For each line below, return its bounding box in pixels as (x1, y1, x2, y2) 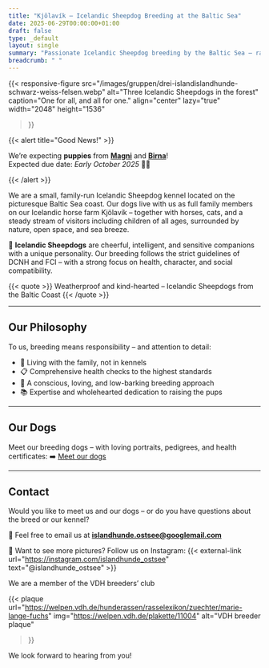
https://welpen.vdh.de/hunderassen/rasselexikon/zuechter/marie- (24, 603, 243, 613)
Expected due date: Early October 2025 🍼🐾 (8, 159, 151, 169)
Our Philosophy (8, 320, 87, 334)
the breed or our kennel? (8, 515, 90, 524)
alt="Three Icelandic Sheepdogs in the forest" (106, 87, 259, 96)
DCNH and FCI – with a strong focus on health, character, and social (8, 257, 234, 267)
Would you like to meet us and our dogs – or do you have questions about (8, 507, 251, 516)
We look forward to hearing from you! (8, 651, 132, 661)
